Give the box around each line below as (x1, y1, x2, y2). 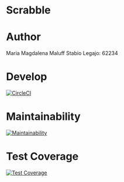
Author (6, 30, 41, 44)
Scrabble (6, 4, 51, 17)
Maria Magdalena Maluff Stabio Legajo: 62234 (6, 50, 118, 57)
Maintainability (6, 110, 81, 123)
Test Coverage (6, 150, 79, 163)
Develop (6, 70, 47, 84)
